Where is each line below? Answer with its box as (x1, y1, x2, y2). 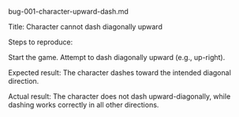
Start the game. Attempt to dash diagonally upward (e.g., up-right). (8, 53, 226, 62)
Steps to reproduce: (8, 37, 73, 47)
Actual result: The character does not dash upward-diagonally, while (8, 92, 231, 101)
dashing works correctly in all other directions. (8, 100, 159, 109)
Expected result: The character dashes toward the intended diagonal (8, 68, 231, 77)
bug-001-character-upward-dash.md (8, 7, 129, 16)
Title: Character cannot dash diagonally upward (8, 22, 163, 31)
